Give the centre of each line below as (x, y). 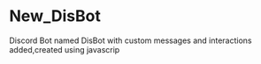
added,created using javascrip (65, 49)
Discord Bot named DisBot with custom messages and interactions (130, 40)
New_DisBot (55, 16)
